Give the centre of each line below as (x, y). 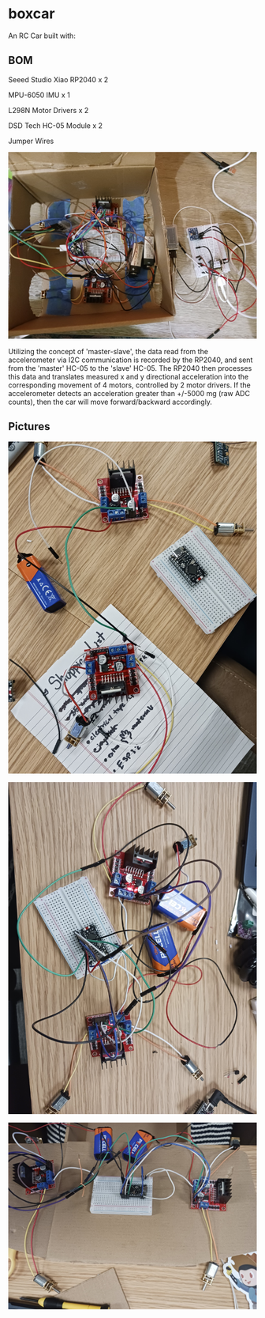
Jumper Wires (31, 141)
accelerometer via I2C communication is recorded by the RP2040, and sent (131, 360)
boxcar (32, 14)
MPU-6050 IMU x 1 (39, 95)
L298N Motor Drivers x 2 (49, 110)
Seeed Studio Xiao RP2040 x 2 (58, 79)
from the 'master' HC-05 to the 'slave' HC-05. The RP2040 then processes (130, 368)
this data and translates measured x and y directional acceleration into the (129, 376)
